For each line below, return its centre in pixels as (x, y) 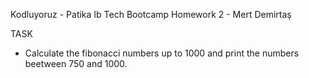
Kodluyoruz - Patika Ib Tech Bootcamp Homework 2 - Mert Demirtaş (151, 14)
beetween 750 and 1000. (76, 63)
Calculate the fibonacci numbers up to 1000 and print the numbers (162, 53)
